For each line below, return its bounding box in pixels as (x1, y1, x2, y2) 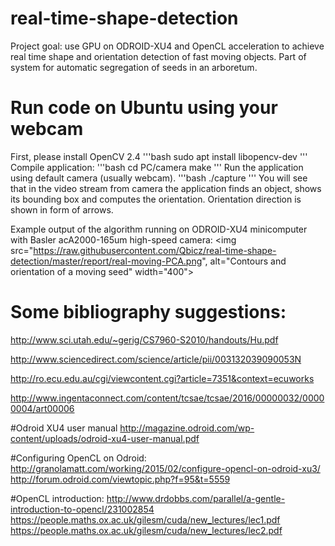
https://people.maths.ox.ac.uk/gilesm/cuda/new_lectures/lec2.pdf (10, 524, 283, 536)
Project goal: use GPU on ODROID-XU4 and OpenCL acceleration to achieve (10, 40, 325, 52)
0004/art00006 (10, 402, 75, 414)
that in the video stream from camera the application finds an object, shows (10, 182, 322, 194)
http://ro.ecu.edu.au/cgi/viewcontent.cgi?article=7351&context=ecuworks (10, 372, 315, 384)
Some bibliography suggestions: (10, 301, 287, 324)
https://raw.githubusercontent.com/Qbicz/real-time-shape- (33, 244, 277, 256)
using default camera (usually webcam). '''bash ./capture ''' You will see (10, 172, 308, 184)
